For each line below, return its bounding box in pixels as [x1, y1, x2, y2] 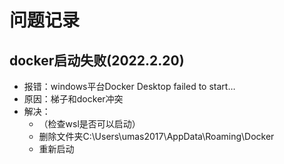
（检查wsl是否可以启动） [38, 118, 141, 130]
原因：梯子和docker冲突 [23, 93, 124, 105]
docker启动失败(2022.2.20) [9, 52, 185, 69]
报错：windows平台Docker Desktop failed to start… [23, 81, 236, 92]
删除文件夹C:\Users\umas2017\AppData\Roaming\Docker [38, 131, 275, 142]
